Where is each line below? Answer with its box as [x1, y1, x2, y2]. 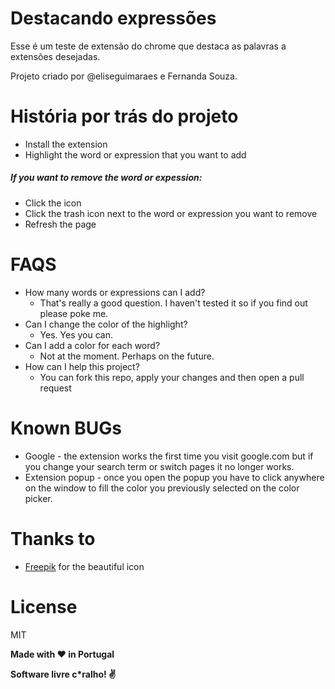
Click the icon [24, 197, 82, 209]
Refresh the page [24, 218, 97, 230]
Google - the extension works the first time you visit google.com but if [24, 450, 314, 462]
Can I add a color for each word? [24, 339, 161, 351]
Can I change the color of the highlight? [24, 318, 188, 330]
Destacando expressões [10, 7, 217, 30]
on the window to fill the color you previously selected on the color [24, 482, 300, 494]
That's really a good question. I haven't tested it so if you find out [39, 297, 308, 309]
